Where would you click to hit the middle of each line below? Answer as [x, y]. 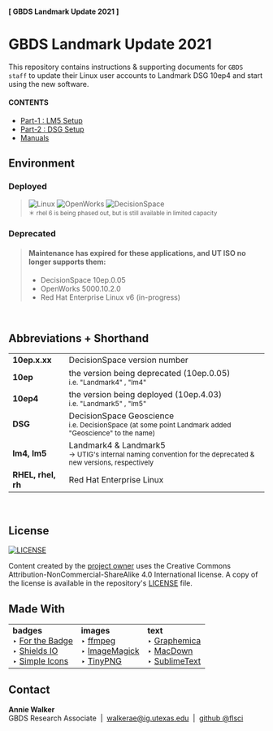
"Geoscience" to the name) [112, 433]
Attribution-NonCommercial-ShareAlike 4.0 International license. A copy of [133, 575]
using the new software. [49, 84]
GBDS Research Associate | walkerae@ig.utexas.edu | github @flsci [126, 718]
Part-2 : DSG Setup [52, 129]
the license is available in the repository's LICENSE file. [100, 583]
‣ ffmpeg [98, 640]
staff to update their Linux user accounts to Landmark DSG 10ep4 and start [135, 75]
